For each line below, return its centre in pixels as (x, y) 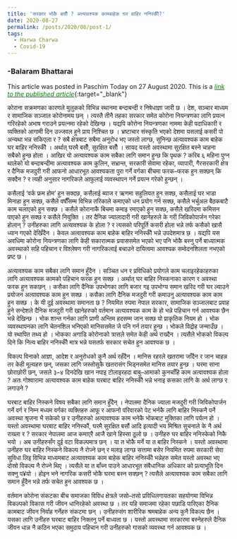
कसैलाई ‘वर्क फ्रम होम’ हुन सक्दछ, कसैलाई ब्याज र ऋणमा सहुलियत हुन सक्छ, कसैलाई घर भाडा (112, 193)
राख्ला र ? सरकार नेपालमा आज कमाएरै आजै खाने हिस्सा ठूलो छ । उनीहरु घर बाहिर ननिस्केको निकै (117, 434)
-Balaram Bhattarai (40, 71)
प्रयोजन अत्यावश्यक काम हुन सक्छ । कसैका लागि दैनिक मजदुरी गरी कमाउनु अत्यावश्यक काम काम (115, 295)
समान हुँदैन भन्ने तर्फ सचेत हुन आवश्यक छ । (56, 482)
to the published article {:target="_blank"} (67, 94)
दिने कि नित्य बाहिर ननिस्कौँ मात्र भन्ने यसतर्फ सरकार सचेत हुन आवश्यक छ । (91, 342)
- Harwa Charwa (36, 40)
